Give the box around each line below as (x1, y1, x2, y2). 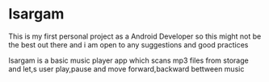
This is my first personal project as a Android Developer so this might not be (8, 31, 262, 41)
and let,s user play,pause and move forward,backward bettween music (8, 64, 245, 73)
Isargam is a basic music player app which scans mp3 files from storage (8, 55, 249, 65)
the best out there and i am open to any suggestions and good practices (8, 39, 249, 49)
